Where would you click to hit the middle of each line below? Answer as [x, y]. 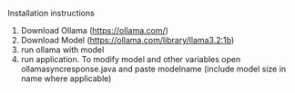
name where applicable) [66, 79]
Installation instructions [51, 13]
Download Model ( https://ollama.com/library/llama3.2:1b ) [127, 40]
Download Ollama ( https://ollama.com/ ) [95, 30]
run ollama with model [62, 50]
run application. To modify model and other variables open [131, 59]
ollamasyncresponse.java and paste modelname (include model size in [153, 69]
